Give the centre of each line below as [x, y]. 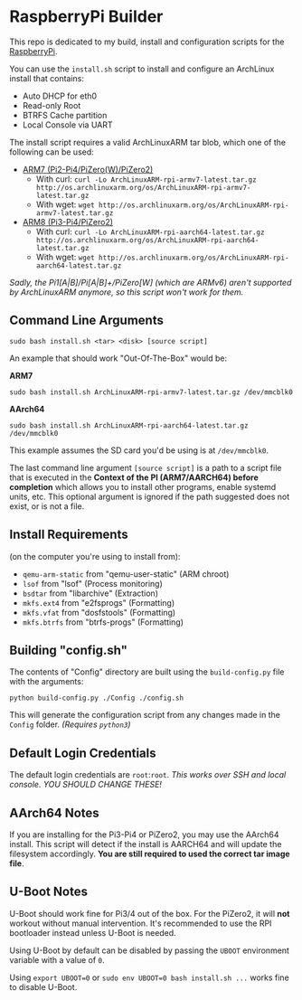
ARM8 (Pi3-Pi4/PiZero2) [68, 222]
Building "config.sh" [69, 650]
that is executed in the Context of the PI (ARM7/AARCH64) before [134, 477]
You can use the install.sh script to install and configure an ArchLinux [142, 69]
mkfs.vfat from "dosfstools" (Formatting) [99, 612]
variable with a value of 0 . [57, 959]
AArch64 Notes [54, 812]
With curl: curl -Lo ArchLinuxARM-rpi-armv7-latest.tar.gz [146, 179]
